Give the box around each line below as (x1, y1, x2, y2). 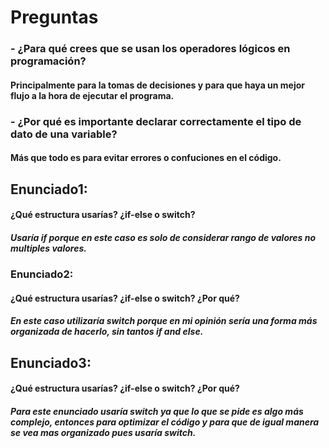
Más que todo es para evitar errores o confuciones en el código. (10, 152, 282, 164)
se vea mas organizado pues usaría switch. (10, 426, 197, 438)
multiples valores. (10, 242, 87, 254)
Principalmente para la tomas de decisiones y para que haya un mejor (10, 79, 306, 91)
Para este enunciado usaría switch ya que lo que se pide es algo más (10, 405, 304, 417)
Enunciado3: (10, 354, 92, 371)
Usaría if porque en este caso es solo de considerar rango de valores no (10, 231, 317, 243)
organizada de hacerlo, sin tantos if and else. (10, 326, 204, 338)
